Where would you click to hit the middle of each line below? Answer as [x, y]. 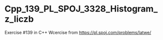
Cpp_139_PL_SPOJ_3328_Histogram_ [81, 9]
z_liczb [19, 19]
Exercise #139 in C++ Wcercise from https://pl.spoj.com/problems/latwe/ [78, 32]
